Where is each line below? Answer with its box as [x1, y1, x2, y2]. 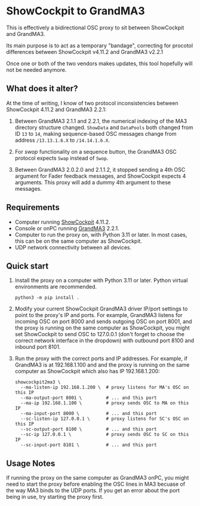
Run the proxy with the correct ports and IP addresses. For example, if [14, 355, 188, 362]
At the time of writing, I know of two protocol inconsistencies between [6, 99, 179, 106]
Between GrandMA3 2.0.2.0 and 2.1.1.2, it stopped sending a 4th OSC [14, 166, 186, 173]
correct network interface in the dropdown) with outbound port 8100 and [14, 337, 195, 345]
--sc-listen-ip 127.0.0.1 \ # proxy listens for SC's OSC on [20, 416, 189, 422]
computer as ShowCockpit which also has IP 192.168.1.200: [14, 368, 160, 375]
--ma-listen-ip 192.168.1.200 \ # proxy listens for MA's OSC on [20, 385, 189, 391]
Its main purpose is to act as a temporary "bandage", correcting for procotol [6, 42, 193, 49]
